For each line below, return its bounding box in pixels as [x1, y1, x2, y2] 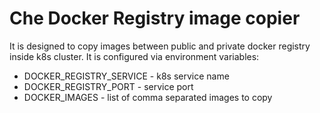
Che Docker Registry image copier [9, 7, 301, 30]
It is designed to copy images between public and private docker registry [9, 40, 311, 52]
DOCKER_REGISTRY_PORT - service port [23, 80, 194, 92]
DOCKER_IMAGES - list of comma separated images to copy [23, 91, 273, 103]
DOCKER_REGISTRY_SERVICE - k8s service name [23, 70, 230, 82]
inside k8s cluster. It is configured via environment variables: [9, 50, 260, 62]
